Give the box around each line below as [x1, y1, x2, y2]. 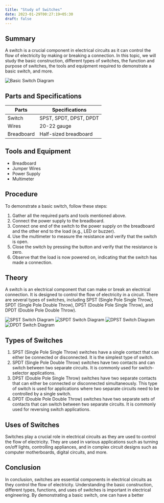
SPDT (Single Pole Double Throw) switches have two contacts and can [12, 359, 155, 365]
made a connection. [12, 259, 53, 265]
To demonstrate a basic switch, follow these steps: [5, 203, 108, 209]
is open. [12, 239, 28, 244]
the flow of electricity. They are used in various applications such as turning [5, 439, 158, 445]
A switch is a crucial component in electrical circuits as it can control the [5, 48, 151, 53]
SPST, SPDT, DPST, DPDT [39, 115, 99, 121]
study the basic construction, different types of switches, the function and [5, 58, 155, 64]
